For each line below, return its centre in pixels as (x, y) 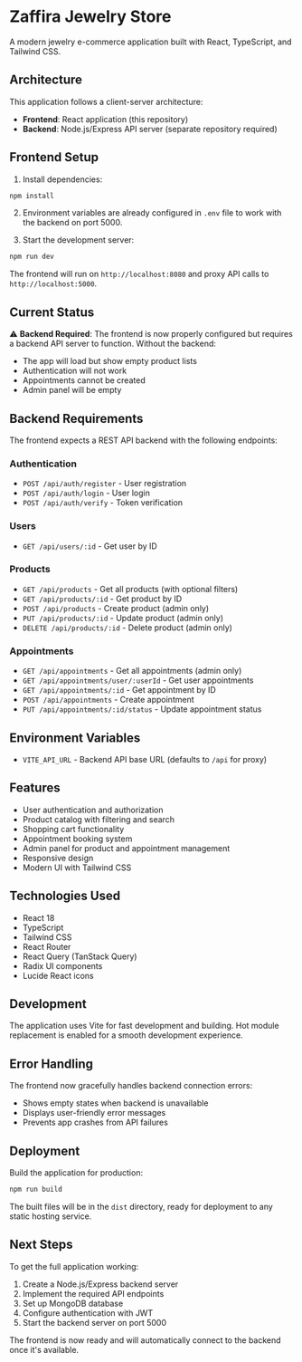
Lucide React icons (58, 975)
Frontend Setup (54, 157)
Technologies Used (65, 896)
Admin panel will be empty (72, 390)
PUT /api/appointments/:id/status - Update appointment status (142, 709)
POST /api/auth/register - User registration (104, 484)
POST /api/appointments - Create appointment (108, 700)
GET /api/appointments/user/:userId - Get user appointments (138, 680)
